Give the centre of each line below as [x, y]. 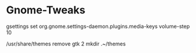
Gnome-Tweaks [46, 10]
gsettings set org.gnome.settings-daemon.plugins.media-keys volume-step [98, 26]
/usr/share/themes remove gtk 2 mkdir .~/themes [66, 44]
